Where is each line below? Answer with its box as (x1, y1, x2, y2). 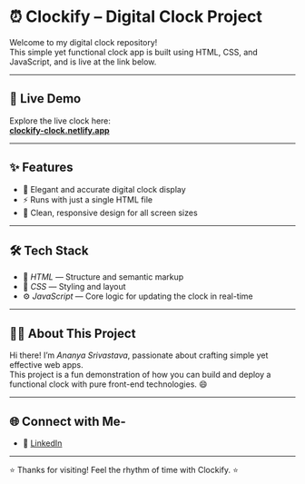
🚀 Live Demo (9, 91, 82, 106)
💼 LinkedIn (22, 438, 63, 449)
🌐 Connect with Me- (9, 413, 127, 429)
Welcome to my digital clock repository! (9, 36, 158, 47)
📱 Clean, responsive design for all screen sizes (22, 207, 198, 218)
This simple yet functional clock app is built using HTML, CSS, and (9, 46, 259, 57)
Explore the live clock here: (9, 115, 112, 126)
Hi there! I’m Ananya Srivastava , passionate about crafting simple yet (9, 350, 269, 361)
